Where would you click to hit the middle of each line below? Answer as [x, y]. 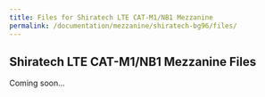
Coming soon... [37, 83]
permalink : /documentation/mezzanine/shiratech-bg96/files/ [124, 26]
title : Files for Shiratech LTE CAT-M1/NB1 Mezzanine [112, 17]
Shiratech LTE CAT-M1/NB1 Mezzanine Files [133, 62]
